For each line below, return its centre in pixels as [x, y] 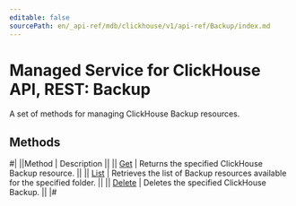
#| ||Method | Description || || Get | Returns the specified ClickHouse [136, 164]
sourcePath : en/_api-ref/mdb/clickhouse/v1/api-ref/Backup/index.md [140, 26]
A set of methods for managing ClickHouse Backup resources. [125, 114]
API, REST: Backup [80, 89]
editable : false [39, 17]
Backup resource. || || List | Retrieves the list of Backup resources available [148, 173]
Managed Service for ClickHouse [135, 70]
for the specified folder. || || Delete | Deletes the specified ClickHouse [138, 183]
